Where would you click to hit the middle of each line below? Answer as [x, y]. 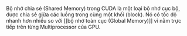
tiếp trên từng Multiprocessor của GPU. [53, 27]
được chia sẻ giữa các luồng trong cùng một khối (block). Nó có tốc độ [91, 15]
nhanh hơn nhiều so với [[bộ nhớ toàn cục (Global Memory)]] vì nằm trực [94, 21]
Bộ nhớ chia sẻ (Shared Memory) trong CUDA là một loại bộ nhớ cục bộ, [93, 8]
